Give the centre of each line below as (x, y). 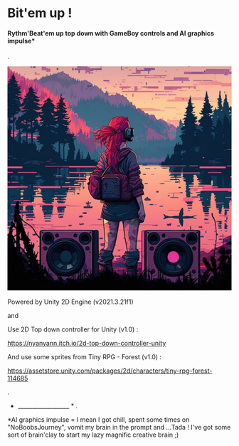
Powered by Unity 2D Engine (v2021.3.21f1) (70, 302)
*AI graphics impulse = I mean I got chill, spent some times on (99, 420)
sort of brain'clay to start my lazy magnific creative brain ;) (93, 435)
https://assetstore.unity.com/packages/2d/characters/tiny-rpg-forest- (110, 371)
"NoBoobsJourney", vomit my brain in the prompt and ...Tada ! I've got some (119, 428)
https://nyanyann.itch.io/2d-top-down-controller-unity (87, 344)
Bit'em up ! (40, 13)
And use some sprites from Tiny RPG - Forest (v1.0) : (85, 357)
